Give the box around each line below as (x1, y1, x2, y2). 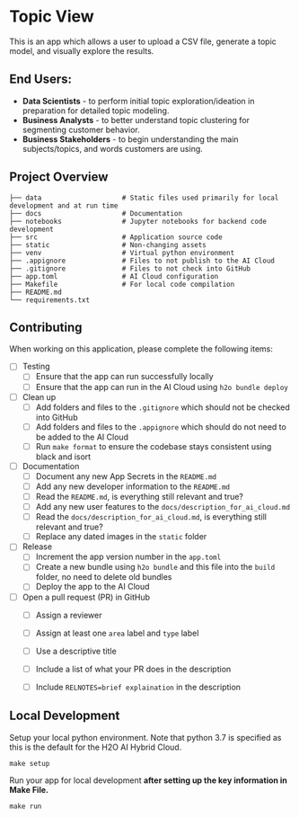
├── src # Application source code (9, 232, 223, 242)
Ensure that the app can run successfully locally (35, 371, 214, 382)
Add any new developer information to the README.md (35, 481, 231, 492)
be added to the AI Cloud (35, 431, 128, 442)
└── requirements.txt (9, 295, 91, 305)
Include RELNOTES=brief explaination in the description (35, 681, 241, 692)
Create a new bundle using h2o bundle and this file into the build (35, 562, 276, 573)
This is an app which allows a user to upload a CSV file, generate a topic (9, 36, 277, 47)
